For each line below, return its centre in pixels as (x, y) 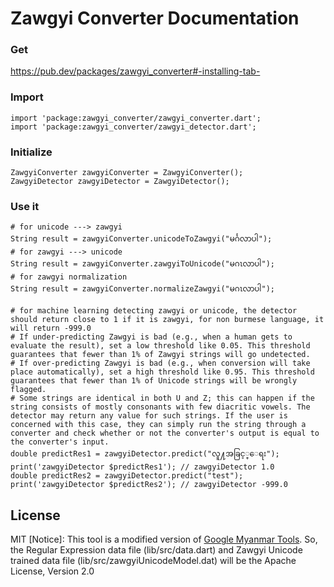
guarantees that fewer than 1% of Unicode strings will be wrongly (154, 381)
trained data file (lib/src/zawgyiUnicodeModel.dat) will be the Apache (153, 561)
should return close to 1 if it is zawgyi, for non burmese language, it (167, 320)
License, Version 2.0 (52, 571)
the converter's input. (60, 442)
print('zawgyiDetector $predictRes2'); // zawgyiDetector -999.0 (149, 485)
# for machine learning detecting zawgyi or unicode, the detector (154, 311)
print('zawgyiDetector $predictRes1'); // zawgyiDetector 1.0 (142, 467)
